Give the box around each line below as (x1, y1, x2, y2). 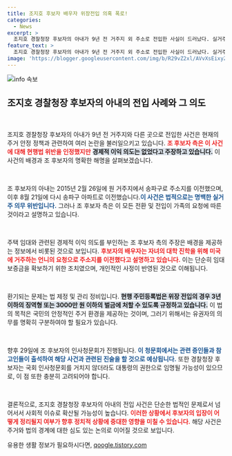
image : (7, 55, 26, 62)
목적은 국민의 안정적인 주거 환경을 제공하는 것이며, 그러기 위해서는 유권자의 (14, 309, 215, 318)
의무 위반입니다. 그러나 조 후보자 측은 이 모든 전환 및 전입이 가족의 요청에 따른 (14, 201, 222, 209)
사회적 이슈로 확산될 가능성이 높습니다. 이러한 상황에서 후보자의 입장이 (25, 408, 213, 417)
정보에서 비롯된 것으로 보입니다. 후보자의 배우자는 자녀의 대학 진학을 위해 (14, 247, 209, 255)
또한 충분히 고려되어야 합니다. (30, 372, 110, 380)
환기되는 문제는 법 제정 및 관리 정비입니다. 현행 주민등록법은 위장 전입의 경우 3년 (7, 292, 222, 301)
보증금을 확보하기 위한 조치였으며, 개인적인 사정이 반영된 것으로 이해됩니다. (7, 264, 209, 272)
